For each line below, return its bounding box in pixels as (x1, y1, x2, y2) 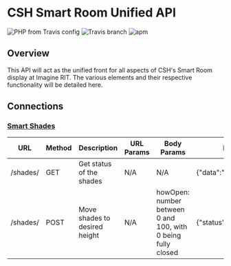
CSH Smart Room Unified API (7, 5, 177, 21)
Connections (7, 101, 64, 112)
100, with (156, 222, 188, 232)
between (156, 205, 185, 214)
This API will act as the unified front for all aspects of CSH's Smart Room (7, 65, 213, 74)
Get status (78, 159, 112, 169)
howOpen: (156, 187, 190, 197)
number (156, 196, 182, 206)
